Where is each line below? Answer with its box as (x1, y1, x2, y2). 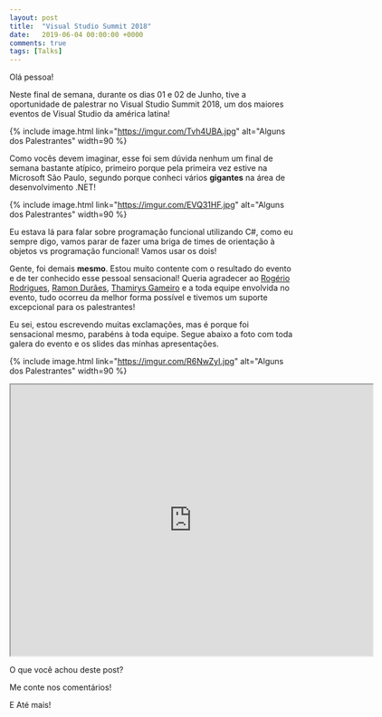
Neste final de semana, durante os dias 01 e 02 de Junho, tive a (9, 90, 247, 100)
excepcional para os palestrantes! (9, 302, 136, 313)
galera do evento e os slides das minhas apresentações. (9, 338, 219, 349)
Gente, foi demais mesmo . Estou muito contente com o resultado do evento (9, 263, 291, 274)
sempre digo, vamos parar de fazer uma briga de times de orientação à (9, 236, 275, 247)
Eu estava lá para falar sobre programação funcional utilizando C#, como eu (9, 227, 294, 238)
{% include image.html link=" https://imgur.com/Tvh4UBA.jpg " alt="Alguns (9, 126, 286, 137)
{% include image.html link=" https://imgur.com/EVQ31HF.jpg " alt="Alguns (9, 200, 285, 211)
